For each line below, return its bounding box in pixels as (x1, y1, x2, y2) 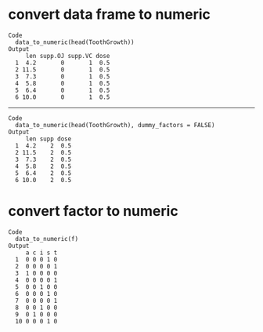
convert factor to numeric (8, 202, 178, 221)
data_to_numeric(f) (15, 235, 79, 243)
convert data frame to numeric (8, 5, 211, 24)
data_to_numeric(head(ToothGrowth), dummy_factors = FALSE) (15, 121, 215, 129)
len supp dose (25, 135, 72, 143)
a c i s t (25, 249, 58, 257)
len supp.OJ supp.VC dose (25, 52, 110, 60)
